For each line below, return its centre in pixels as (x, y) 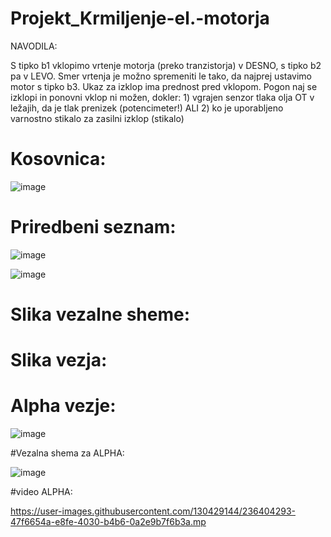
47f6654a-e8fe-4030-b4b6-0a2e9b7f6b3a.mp (108, 522)
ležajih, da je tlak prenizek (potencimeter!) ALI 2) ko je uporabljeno (147, 108)
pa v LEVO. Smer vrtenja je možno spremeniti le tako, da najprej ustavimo (161, 76)
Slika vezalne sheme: (100, 314)
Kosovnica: (58, 159)
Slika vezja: (59, 360)
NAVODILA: (34, 46)
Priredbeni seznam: (93, 227)
